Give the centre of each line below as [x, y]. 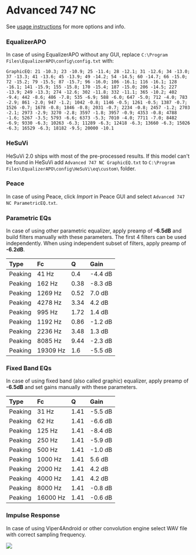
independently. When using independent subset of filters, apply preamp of [96, 243]
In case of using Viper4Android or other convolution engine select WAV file [97, 528]
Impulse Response [33, 516]
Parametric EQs [29, 218]
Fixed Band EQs [29, 368]
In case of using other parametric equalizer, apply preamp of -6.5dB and [94, 231]
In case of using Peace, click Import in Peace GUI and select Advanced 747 [95, 196]
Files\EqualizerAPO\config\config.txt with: [60, 61]
